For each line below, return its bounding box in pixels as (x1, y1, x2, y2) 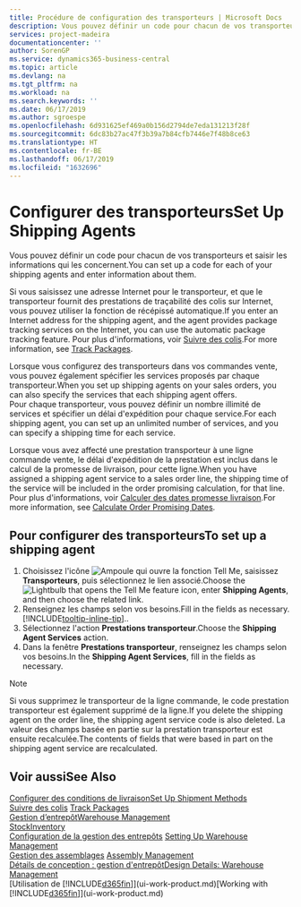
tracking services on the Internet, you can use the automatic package (9, 324, 266, 336)
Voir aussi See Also (9, 769, 116, 784)
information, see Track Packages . (9, 344, 133, 355)
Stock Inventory (9, 821, 65, 832)
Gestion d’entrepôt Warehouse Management (9, 811, 170, 822)
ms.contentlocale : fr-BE (9, 146, 102, 155)
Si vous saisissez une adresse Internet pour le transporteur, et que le (9, 287, 263, 297)
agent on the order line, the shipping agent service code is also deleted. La (9, 714, 286, 725)
